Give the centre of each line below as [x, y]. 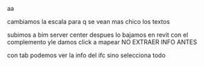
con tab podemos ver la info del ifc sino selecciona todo [87, 55]
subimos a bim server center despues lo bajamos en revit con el [98, 35]
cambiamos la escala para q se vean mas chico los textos [89, 21]
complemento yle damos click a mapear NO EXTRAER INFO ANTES [102, 42]
